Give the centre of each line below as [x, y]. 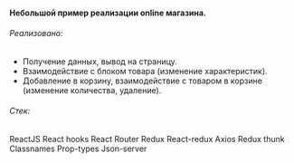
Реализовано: [36, 34]
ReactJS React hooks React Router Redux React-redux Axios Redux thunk [147, 139]
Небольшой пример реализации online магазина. [108, 13]
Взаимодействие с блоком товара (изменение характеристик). [145, 71]
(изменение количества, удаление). [92, 90]
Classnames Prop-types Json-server [78, 149]
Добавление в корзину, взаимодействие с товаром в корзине [142, 81]
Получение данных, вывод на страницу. [100, 61]
